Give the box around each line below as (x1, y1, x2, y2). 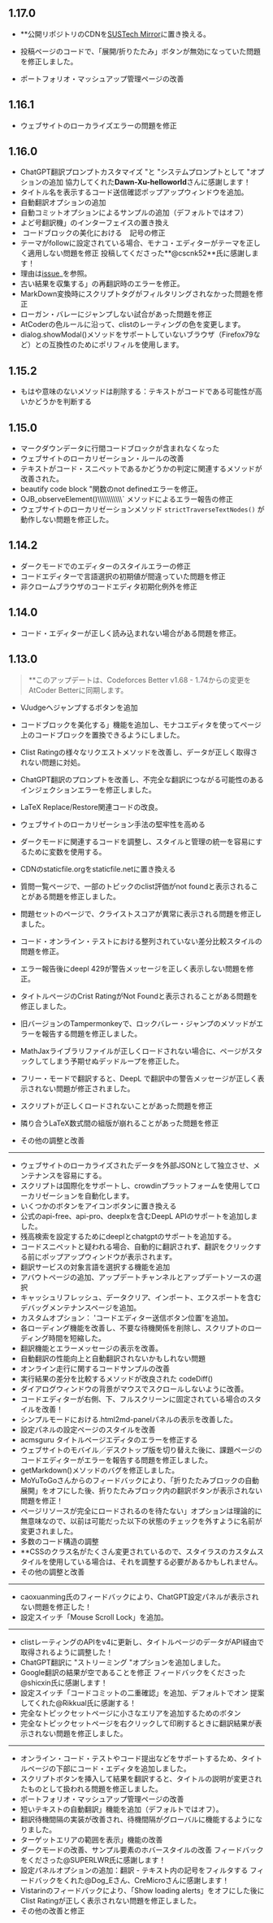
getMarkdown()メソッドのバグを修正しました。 (19, 1465, 180, 1475)
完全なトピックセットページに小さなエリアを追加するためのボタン (19, 1708, 241, 1718)
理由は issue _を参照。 (19, 268, 92, 279)
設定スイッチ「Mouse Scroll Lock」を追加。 (19, 1612, 168, 1621)
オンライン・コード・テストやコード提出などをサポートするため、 (19, 1753, 241, 1763)
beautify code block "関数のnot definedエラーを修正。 (19, 484, 202, 494)
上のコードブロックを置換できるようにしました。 (19, 729, 184, 739)
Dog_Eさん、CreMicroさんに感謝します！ (91, 1875, 230, 1885)
